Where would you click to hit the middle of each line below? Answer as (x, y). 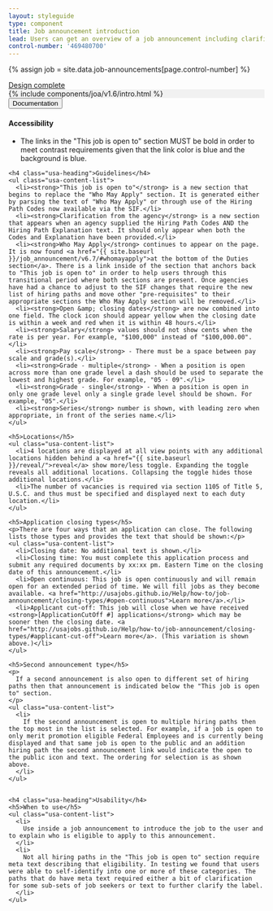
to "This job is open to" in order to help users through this (118, 274)
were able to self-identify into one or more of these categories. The (132, 872)
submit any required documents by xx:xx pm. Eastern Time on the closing (136, 565)
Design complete (37, 85)
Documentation (35, 104)
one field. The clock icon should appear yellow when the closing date (132, 316)
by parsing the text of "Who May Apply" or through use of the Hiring (130, 202)
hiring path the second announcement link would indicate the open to (130, 751)
